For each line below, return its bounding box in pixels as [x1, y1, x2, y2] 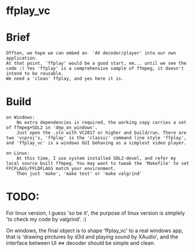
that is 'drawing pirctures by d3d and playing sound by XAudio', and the [6, 233, 179, 240]
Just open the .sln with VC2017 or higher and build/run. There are [16, 130, 187, 136]
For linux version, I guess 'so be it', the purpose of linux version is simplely [6, 209, 185, 216]
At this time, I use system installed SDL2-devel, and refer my [16, 156, 176, 161]
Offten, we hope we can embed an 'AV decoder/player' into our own [6, 50, 176, 56]
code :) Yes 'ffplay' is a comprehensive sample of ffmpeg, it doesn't [6, 65, 184, 71]
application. [6, 56, 38, 61]
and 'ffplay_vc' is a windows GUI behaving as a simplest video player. [6, 140, 187, 146]
